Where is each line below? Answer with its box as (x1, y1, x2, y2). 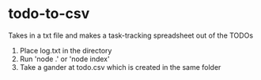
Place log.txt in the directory (19, 45, 112, 55)
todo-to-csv (8, 5, 90, 23)
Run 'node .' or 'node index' (19, 54, 110, 64)
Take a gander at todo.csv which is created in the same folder (19, 62, 221, 71)
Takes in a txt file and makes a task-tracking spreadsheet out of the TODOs (8, 31, 254, 40)
